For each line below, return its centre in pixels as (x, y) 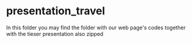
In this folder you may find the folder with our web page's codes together (96, 27)
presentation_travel (56, 11)
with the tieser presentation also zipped (55, 33)
